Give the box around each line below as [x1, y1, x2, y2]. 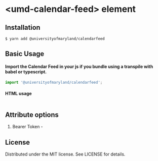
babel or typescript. [5, 68, 47, 75]
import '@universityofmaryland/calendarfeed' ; [5, 80, 103, 85]
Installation [5, 23, 40, 32]
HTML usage [5, 91, 32, 97]
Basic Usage [5, 50, 44, 58]
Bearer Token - [12, 124, 43, 130]
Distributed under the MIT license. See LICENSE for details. [5, 151, 126, 157]
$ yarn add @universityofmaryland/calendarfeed [5, 36, 105, 41]
